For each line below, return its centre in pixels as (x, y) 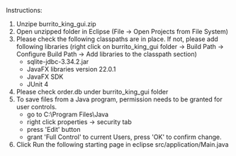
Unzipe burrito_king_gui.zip (56, 24)
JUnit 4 (38, 84)
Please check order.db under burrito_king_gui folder (92, 92)
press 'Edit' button (54, 129)
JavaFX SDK (45, 77)
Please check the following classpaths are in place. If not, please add (117, 39)
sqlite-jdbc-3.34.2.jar (58, 62)
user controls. (36, 107)
